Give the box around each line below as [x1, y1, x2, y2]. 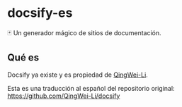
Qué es [7, 51, 40, 64]
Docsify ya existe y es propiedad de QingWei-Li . [7, 70, 149, 79]
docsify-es [7, 5, 73, 21]
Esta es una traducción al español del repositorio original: [7, 84, 175, 92]
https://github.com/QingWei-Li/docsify [7, 92, 120, 100]
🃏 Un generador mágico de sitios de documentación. [7, 28, 161, 37]
